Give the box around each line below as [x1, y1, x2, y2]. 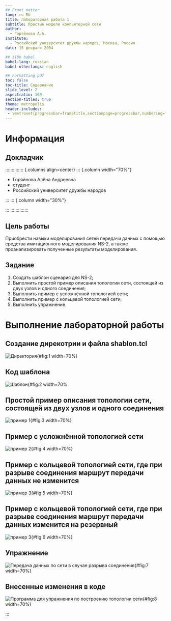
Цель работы [5, 222, 49, 231]
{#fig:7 [134, 562, 149, 568]
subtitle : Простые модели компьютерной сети [5, 21, 101, 27]
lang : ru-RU [5, 12, 31, 17]
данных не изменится [5, 476, 79, 485]
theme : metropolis [5, 101, 44, 107]
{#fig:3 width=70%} [30, 417, 72, 424]
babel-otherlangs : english [5, 64, 63, 69]
